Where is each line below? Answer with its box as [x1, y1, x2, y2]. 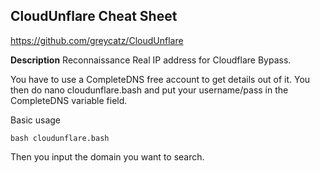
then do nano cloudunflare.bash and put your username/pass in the [10, 84, 289, 96]
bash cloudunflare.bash [10, 133, 110, 143]
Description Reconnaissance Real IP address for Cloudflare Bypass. [10, 54, 292, 66]
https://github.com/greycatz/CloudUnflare [10, 34, 184, 46]
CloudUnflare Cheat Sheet [10, 8, 178, 25]
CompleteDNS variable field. [10, 94, 128, 106]
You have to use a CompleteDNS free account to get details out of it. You [10, 73, 311, 85]
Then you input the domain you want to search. [10, 150, 205, 163]
